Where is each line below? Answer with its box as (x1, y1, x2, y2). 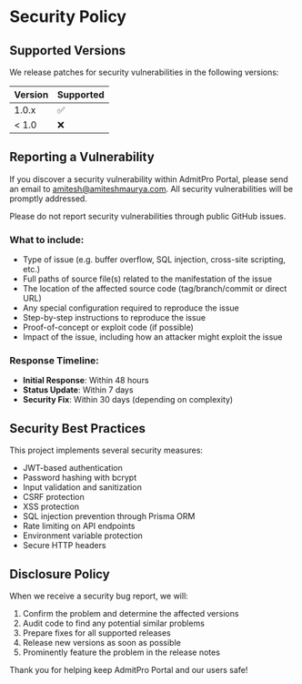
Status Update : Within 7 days (22, 384, 134, 395)
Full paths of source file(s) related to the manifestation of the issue (22, 273, 273, 284)
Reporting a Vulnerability (9, 149, 155, 165)
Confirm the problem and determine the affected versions (22, 608, 239, 619)
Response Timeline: (9, 354, 100, 367)
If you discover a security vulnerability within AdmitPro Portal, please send (9, 173, 288, 184)
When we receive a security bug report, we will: (9, 590, 188, 602)
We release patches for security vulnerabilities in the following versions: (9, 66, 279, 77)
